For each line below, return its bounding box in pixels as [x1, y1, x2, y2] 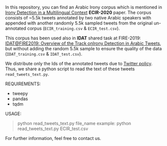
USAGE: [5, 111, 21, 117]
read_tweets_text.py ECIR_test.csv [17, 126, 88, 132]
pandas [12, 96, 28, 102]
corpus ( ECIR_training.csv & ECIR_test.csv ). [27, 25, 120, 31]
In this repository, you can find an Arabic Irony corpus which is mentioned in [5, 4, 162, 10]
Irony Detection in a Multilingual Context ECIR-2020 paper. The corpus [5, 9, 151, 15]
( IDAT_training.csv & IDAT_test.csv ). [5, 51, 82, 57]
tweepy [12, 91, 28, 96]
